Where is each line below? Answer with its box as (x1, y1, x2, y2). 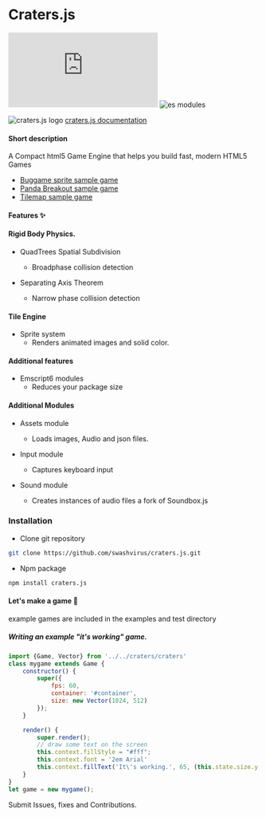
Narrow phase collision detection (31, 293, 141, 302)
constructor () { (22, 667, 77, 675)
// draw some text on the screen (37, 740, 148, 749)
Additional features (8, 356, 74, 365)
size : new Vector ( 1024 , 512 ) (50, 697, 148, 705)
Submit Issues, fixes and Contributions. (8, 799, 137, 809)
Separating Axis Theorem (19, 278, 104, 287)
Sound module (19, 480, 68, 490)
